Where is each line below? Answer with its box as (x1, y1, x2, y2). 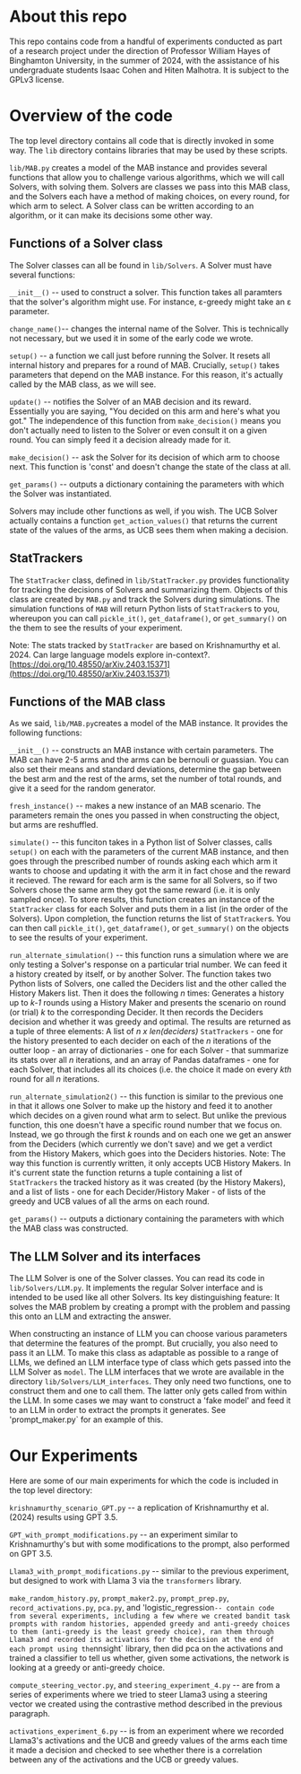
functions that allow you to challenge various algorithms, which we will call (9, 171, 285, 182)
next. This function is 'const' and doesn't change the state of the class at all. (9, 461, 291, 472)
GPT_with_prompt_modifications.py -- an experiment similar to (9, 1529, 238, 1541)
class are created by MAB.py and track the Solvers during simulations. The (9, 593, 280, 604)
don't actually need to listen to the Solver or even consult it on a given (9, 425, 267, 435)
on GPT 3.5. (9, 1549, 54, 1559)
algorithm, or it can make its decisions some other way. (9, 209, 213, 221)
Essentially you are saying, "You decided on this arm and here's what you (9, 406, 280, 417)
